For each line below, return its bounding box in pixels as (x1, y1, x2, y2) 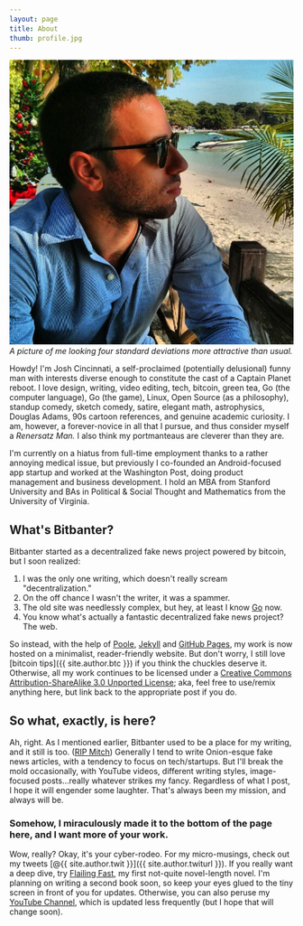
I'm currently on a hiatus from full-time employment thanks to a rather (9, 448, 269, 459)
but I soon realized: (9, 556, 81, 566)
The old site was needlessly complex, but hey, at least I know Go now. (22, 602, 282, 613)
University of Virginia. (9, 496, 90, 507)
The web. (22, 622, 59, 632)
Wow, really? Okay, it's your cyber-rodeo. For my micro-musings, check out (9, 849, 290, 860)
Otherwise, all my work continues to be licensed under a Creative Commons (9, 668, 292, 678)
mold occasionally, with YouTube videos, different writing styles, (9, 766, 248, 776)
